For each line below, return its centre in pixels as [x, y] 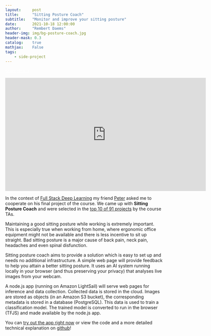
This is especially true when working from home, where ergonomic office [81, 229]
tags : [11, 52]
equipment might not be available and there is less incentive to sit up [76, 235]
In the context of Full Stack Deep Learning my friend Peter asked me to [78, 198]
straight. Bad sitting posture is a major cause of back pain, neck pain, [77, 240]
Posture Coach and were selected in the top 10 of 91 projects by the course [83, 209]
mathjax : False [24, 47]
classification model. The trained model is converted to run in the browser [81, 308]
